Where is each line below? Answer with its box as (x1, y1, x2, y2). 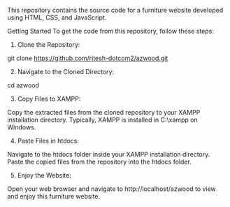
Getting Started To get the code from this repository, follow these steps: (7, 27, 215, 35)
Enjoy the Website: (17, 171, 71, 179)
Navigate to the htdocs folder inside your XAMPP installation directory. (7, 150, 210, 158)
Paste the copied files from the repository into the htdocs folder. (7, 157, 192, 166)
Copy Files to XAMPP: (17, 94, 81, 103)
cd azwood (7, 81, 40, 90)
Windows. (7, 123, 36, 131)
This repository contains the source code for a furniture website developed (7, 6, 224, 14)
